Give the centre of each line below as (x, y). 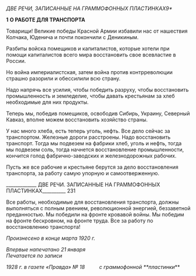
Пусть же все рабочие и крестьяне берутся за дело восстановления (92, 167)
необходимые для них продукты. (47, 102)
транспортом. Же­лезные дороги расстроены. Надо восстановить (88, 137)
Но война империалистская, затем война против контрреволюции (89, 72)
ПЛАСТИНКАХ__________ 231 (41, 191)
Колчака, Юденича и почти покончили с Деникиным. (73, 37)
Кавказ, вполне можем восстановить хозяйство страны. (77, 120)
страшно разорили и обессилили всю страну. (63, 78)
